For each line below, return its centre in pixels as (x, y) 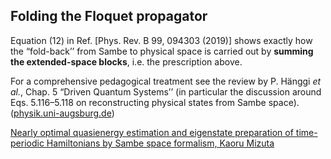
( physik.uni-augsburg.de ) (62, 113)
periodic (27, 143)
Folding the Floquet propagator (109, 16)
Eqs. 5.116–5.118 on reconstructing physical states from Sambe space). (155, 102)
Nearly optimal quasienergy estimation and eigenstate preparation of (152, 132)
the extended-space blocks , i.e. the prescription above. (126, 61)
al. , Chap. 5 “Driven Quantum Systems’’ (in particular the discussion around (166, 91)
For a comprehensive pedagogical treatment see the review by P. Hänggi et (166, 81)
